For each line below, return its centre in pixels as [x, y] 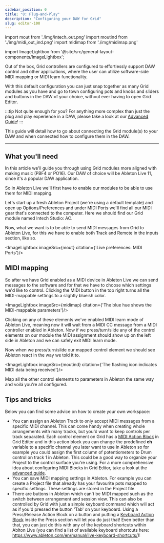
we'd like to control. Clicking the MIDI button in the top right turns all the [77, 290]
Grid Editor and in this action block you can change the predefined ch [82, 442]
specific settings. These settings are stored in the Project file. [74, 488]
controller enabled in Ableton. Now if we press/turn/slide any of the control [80, 330]
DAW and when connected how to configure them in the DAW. [67, 136]
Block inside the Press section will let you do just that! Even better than [83, 520]
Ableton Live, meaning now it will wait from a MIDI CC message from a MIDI [81, 325]
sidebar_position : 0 [26, 10]
